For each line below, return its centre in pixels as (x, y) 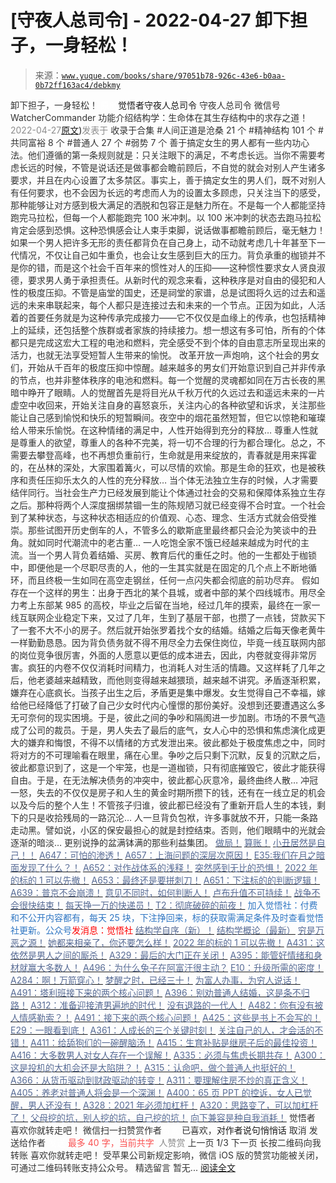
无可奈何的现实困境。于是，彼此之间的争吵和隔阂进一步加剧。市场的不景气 (163, 717)
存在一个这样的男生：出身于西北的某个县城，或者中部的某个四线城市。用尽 (163, 592)
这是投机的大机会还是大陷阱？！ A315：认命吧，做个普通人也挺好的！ (153, 1067)
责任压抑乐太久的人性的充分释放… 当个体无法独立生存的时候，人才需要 (173, 480)
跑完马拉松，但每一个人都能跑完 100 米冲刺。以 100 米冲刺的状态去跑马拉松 (166, 217)
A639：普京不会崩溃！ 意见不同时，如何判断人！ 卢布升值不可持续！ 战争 (161, 892)
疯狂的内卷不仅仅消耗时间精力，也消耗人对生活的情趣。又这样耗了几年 (172, 667)
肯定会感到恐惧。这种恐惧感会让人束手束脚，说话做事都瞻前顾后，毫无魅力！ (168, 230)
